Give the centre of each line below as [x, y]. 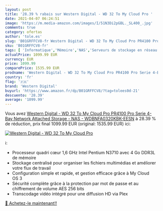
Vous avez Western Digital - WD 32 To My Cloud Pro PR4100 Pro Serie [75, 114]
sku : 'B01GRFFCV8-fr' [27, 46]
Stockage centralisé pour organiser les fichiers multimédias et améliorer [84, 163]
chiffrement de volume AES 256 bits [48, 189]
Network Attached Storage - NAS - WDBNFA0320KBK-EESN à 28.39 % [85, 119]
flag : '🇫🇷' [17, 81]
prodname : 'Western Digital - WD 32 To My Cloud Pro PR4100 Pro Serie [78, 73]
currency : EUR [19, 59]
